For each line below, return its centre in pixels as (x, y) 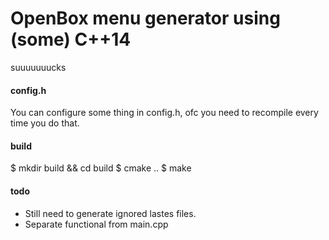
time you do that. (45, 123)
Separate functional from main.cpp (96, 224)
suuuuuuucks (38, 67)
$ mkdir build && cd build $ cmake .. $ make (101, 168)
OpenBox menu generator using (145, 18)
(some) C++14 (71, 39)
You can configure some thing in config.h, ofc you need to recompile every (164, 113)
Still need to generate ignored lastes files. (110, 213)
